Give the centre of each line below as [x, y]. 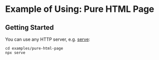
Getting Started [30, 28]
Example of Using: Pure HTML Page [80, 9]
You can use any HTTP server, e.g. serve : [48, 39]
